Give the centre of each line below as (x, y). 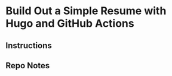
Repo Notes (28, 66)
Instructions (29, 45)
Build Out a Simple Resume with (86, 11)
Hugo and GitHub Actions (70, 23)
